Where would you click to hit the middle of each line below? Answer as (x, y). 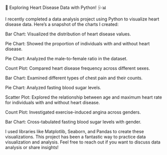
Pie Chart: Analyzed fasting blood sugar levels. (53, 87)
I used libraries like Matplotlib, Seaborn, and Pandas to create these (75, 131)
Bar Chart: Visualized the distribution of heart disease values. (68, 34)
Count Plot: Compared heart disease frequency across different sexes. (78, 68)
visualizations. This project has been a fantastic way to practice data (76, 137)
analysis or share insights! (32, 147)
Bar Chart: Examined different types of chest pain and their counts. (74, 78)
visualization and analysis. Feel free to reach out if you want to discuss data (83, 142)
